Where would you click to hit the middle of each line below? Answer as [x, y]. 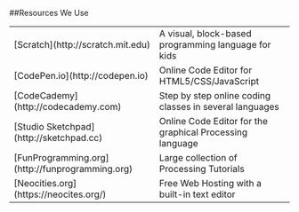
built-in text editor [197, 194]
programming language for [215, 45]
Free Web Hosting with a [210, 183]
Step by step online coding [215, 95]
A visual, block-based [205, 33]
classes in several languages [219, 107]
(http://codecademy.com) [68, 107]
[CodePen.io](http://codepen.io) [81, 76]
